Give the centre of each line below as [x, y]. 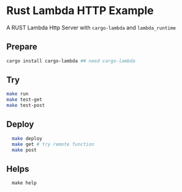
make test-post [26, 105]
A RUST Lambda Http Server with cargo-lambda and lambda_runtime [91, 28]
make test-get [25, 100]
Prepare [22, 47]
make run [17, 94]
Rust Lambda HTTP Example [80, 11]
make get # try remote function [53, 144]
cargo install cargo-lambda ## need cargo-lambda [71, 61]
